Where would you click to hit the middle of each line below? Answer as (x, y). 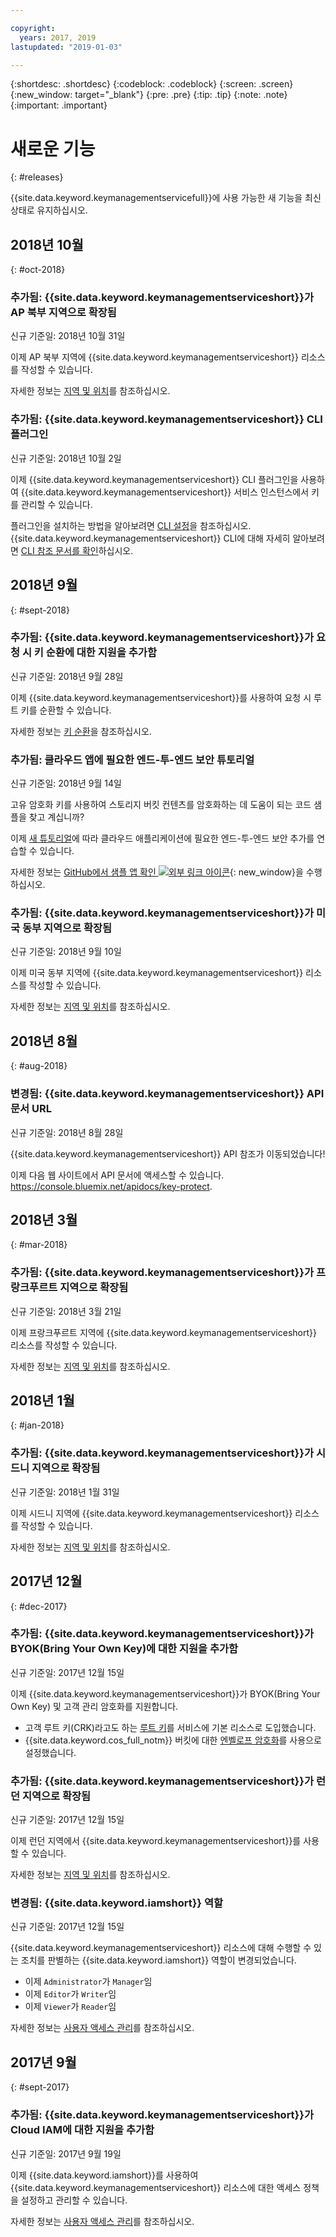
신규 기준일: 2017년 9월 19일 (66, 2153)
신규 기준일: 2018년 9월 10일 (66, 952)
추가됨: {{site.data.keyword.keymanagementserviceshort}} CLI (166, 419)
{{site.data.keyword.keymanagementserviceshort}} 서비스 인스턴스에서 (165, 492)
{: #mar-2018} (39, 1245)
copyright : (33, 28)
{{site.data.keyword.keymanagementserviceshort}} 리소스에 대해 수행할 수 (161, 1948)
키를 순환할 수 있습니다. (66, 710)
